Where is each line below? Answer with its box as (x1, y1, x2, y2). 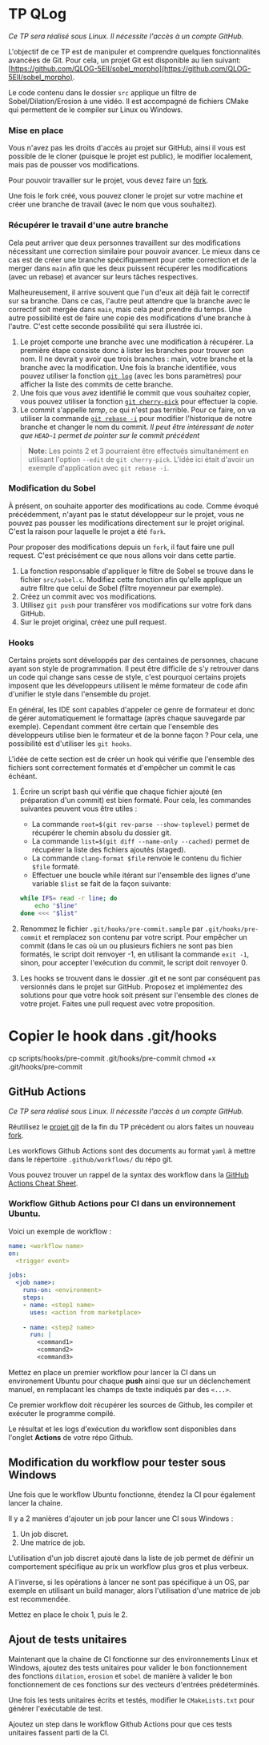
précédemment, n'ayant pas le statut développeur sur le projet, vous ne (8, 509, 244, 519)
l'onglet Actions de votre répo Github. (8, 1432, 134, 1442)
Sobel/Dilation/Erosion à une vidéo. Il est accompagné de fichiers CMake (8, 96, 250, 106)
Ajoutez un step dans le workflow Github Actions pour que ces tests (8, 1719, 233, 1729)
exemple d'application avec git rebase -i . (27, 463, 170, 472)
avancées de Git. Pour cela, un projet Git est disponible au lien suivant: (8, 55, 242, 65)
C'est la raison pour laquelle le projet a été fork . (8, 526, 167, 536)
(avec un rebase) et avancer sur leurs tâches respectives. (8, 271, 199, 281)
